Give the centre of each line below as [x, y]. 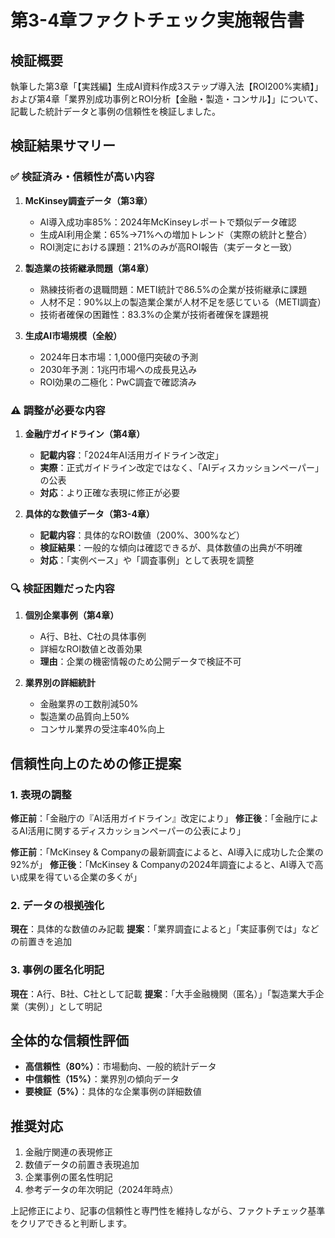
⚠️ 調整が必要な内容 [58, 410]
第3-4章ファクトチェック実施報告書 [157, 20]
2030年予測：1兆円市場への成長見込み [118, 369]
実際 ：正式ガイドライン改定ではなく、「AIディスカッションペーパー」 [181, 467]
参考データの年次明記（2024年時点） [101, 1190]
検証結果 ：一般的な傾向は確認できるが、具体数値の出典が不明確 [171, 547]
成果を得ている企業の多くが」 [80, 877]
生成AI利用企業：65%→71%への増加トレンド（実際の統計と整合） [176, 234]
